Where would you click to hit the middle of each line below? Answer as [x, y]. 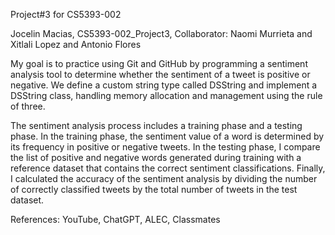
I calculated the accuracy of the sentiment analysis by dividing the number [164, 178]
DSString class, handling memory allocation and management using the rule [166, 95]
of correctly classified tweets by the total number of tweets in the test [154, 189]
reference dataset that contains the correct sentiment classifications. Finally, [168, 168]
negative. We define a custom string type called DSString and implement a [164, 85]
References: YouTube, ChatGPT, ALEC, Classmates [115, 219]
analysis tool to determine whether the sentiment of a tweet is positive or [160, 74]
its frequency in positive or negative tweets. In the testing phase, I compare [165, 147]
